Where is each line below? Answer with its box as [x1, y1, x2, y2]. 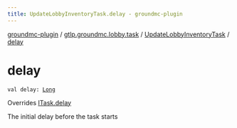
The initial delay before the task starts [7, 112, 118, 121]
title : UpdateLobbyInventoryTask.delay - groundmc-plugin [7, 10, 183, 18]
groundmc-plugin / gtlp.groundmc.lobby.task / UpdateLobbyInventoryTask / [7, 30, 230, 38]
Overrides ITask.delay [7, 98, 72, 107]
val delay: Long [7, 86, 56, 93]
